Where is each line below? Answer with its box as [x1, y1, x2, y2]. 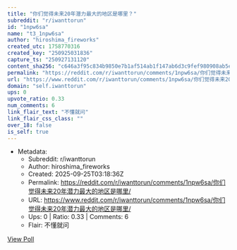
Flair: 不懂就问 [28, 221, 69, 230]
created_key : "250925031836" [7, 50, 93, 57]
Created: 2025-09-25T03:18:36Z [28, 170, 124, 178]
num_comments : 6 [7, 102, 55, 109]
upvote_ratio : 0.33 [7, 96, 65, 103]
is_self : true [7, 128, 49, 135]
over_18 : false [7, 121, 52, 129]
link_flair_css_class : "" [7, 115, 83, 122]
